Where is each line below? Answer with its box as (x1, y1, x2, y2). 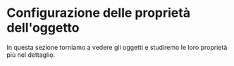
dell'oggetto (6, 20, 80, 36)
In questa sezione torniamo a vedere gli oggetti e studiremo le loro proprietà (6, 43, 228, 51)
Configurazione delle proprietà (6, 5, 191, 21)
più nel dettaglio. (6, 51, 56, 59)
